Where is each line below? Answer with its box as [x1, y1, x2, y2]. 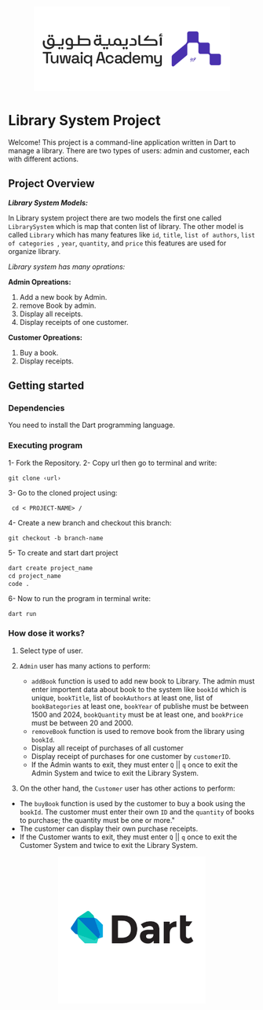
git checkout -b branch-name [8, 534, 104, 542]
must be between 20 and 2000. [31, 718, 133, 728]
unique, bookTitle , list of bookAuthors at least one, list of [31, 693, 214, 702]
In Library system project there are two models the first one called [8, 213, 222, 223]
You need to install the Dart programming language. [8, 420, 175, 430]
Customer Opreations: [8, 333, 82, 342]
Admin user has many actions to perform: [19, 661, 151, 670]
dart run [8, 610, 37, 617]
